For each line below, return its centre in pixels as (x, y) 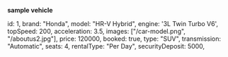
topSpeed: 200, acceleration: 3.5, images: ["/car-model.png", (97, 31)
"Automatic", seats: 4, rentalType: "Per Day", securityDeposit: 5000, (106, 46)
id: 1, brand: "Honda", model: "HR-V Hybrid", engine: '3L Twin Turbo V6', (113, 24)
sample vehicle (30, 10)
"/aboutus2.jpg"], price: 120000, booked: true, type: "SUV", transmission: (114, 39)
